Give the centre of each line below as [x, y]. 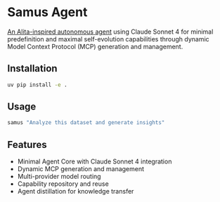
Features [27, 144]
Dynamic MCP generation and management [81, 169]
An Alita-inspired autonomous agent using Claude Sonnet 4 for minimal [110, 32]
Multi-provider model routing [59, 177]
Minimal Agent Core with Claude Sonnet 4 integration [95, 161]
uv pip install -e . [38, 85]
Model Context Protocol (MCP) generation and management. [95, 46]
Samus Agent [47, 12]
